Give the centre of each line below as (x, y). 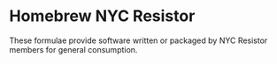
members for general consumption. (73, 49)
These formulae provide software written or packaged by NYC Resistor (138, 40)
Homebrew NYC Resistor (102, 16)
